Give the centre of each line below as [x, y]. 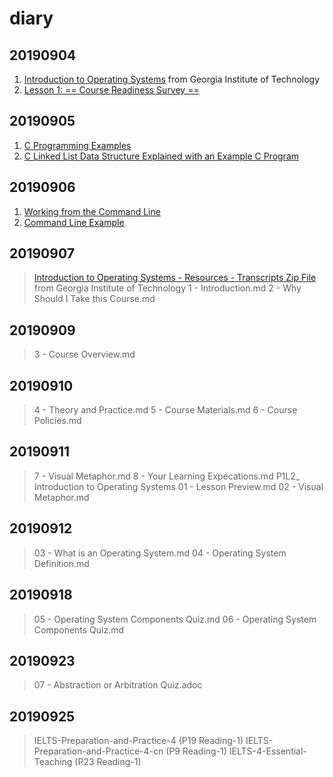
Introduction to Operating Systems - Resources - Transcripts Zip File [175, 278]
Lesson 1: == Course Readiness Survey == [111, 90]
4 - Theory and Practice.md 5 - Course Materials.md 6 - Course [165, 410]
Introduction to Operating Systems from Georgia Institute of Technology [172, 79]
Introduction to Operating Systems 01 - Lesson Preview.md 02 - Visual [178, 486]
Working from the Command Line [92, 211]
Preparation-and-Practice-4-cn [98, 751]
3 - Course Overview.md [84, 354]
